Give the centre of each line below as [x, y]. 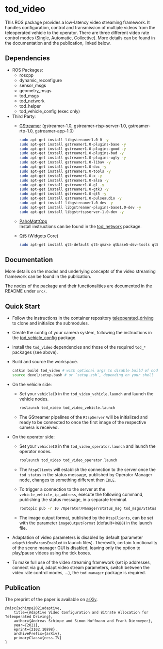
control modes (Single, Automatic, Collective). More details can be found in [80, 38]
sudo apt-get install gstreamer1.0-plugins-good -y [73, 149]
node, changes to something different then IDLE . [67, 480]
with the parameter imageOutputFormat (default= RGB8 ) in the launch [86, 523]
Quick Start [23, 306]
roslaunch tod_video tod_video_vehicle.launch [67, 408]
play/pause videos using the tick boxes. [51, 553]
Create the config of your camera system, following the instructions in [82, 333]
